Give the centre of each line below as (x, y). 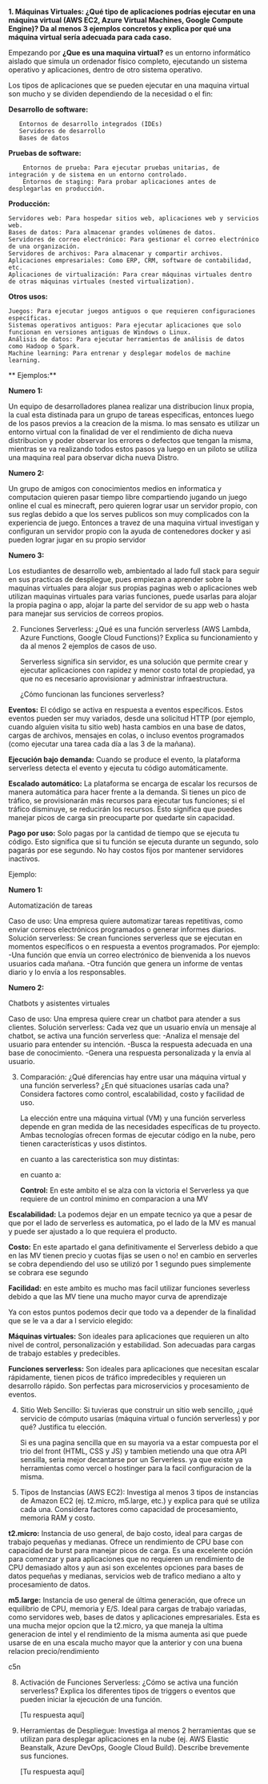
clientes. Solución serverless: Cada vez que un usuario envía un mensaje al (132, 1027)
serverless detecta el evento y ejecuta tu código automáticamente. (118, 768)
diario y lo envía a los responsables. (67, 972)
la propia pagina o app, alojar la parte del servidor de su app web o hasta (129, 605)
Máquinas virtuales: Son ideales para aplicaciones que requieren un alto (129, 1336)
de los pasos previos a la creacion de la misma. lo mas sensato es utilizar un (134, 423)
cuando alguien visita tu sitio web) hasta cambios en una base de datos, (127, 727)
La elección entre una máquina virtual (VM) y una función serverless (132, 1118)
